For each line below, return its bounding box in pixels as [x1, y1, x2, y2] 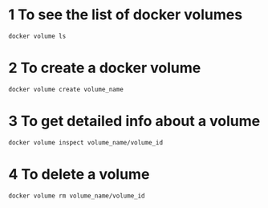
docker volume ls [8, 32, 67, 40]
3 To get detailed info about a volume [8, 112, 261, 130]
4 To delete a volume [8, 165, 150, 183]
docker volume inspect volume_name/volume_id [8, 138, 163, 146]
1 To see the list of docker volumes [8, 6, 243, 24]
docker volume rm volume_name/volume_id [8, 191, 146, 200]
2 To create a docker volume [8, 59, 201, 77]
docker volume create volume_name [8, 85, 124, 93]
